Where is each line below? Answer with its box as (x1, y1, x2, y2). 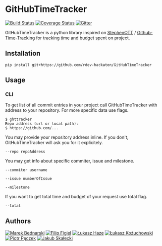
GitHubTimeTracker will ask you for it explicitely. (5, 140, 103, 146)
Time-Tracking (5, 35, 35, 41)
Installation (5, 49, 41, 58)
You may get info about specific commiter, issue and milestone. (5, 158, 135, 164)
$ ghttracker (5, 117, 32, 122)
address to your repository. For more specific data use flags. (5, 107, 129, 113)
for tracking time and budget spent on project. (36, 35, 130, 41)
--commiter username (5, 167, 48, 172)
